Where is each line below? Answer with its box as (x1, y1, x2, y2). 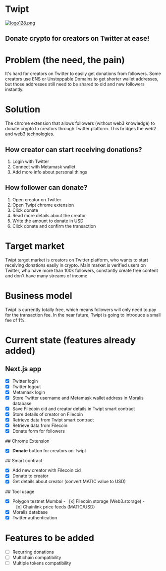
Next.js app (5, 365, 42, 373)
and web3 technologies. (5, 131, 55, 137)
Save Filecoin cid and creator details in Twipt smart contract (12, 406, 135, 411)
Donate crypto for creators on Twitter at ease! (5, 34, 150, 43)
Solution (5, 104, 41, 115)
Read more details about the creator (12, 212, 86, 218)
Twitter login (12, 378, 38, 384)
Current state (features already (5, 334, 136, 346)
